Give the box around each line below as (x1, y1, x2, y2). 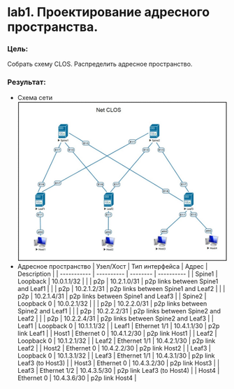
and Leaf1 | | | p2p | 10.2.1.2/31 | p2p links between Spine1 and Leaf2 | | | (17, 285, 226, 293)
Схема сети (17, 93, 53, 101)
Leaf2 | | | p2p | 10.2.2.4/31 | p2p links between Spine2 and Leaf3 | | (17, 314, 214, 323)
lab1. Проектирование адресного (7, 4, 210, 20)
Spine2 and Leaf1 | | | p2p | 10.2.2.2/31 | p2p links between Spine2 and (17, 307, 221, 316)
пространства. (7, 19, 98, 35)
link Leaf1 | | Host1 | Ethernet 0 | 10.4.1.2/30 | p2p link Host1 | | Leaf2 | (17, 330, 217, 338)
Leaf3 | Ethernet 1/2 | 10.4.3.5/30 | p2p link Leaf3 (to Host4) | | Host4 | (17, 367, 220, 375)
